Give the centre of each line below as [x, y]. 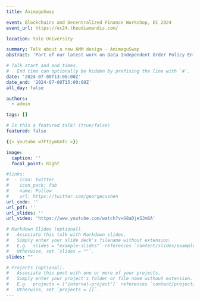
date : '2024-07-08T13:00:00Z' [44, 77]
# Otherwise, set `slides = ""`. [50, 251]
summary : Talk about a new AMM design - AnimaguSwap [73, 49]
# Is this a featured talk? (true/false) [58, 125]
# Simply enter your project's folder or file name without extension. [100, 279]
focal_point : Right [36, 163]
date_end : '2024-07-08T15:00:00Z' [49, 82]
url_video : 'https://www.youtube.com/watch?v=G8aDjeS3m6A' [81, 218]
